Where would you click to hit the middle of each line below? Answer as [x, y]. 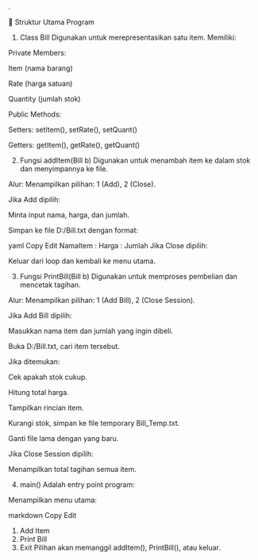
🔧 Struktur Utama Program [52, 22]
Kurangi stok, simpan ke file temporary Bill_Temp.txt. [94, 423]
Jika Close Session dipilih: [51, 454]
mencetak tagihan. [50, 285]
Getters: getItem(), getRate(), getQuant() [74, 145]
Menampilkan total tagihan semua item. [73, 469]
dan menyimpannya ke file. [64, 169]
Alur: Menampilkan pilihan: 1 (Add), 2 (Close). [82, 184]
